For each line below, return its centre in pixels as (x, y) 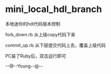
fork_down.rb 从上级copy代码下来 (40, 34)
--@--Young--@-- (24, 66)
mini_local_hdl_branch (54, 9)
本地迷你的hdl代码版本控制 (33, 24)
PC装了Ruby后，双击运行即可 (36, 56)
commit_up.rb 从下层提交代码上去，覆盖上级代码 (55, 45)
